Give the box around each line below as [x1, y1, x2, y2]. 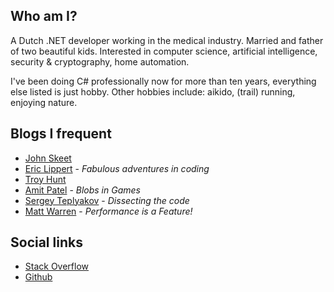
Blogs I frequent [10, 125, 112, 143]
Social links [10, 234, 83, 251]
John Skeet [24, 152, 72, 164]
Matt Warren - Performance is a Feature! [24, 205, 193, 217]
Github [24, 271, 53, 283]
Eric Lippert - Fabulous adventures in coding [24, 162, 210, 174]
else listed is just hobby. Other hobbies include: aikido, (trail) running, [10, 85, 296, 98]
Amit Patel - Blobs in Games [24, 184, 141, 196]
